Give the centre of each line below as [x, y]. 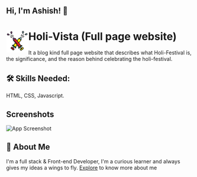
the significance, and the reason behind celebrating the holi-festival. [89, 59]
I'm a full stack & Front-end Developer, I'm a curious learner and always [93, 161]
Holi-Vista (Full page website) [103, 36]
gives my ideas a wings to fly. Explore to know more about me [82, 168]
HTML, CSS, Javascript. [35, 96]
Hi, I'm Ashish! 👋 [37, 11]
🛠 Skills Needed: [38, 78]
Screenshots [30, 114]
